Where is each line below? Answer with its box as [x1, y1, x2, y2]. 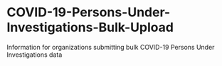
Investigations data [6, 50, 63, 59]
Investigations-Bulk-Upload [6, 19, 174, 35]
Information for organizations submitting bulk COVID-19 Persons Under [6, 43, 215, 51]
